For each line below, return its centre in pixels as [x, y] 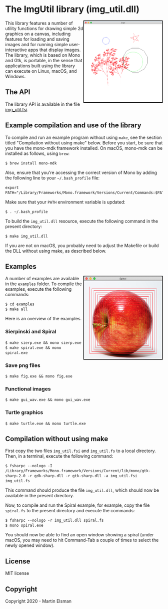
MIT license [17, 573]
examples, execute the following [38, 289]
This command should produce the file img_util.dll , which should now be [82, 490]
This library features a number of [39, 23]
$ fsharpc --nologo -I [29, 466]
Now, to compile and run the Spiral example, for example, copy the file [77, 505]
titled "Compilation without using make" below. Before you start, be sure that [84, 143]
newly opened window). [30, 545]
